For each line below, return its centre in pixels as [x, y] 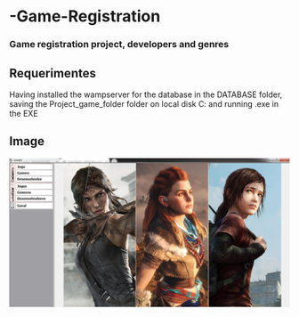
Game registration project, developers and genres [119, 45]
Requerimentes [53, 73]
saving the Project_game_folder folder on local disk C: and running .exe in [144, 103]
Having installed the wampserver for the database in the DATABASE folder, [146, 94]
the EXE [24, 113]
